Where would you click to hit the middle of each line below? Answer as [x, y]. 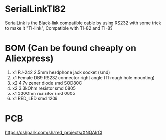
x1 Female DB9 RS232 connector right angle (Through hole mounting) [83, 77]
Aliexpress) [29, 59]
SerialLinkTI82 [35, 9]
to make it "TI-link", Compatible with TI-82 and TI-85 [59, 28]
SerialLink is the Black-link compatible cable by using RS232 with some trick [83, 23]
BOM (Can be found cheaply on [71, 48]
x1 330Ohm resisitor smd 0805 [44, 93]
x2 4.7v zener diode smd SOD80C [47, 83]
